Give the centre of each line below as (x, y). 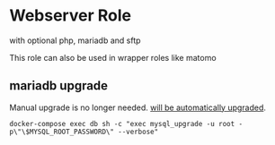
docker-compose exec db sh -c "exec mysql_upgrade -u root (122, 124)
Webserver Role (71, 16)
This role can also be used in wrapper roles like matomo (113, 57)
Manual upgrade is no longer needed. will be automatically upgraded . (138, 107)
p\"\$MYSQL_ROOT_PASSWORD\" (62, 132)
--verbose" (138, 132)
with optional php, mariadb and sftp (75, 40)
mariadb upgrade (59, 86)
